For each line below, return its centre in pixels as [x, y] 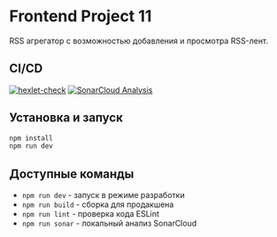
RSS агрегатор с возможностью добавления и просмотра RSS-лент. [138, 41]
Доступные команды [72, 174]
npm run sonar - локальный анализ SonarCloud [109, 224]
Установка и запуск [66, 118]
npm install [31, 138]
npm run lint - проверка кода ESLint [90, 214]
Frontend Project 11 [81, 16]
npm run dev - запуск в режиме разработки [103, 195]
